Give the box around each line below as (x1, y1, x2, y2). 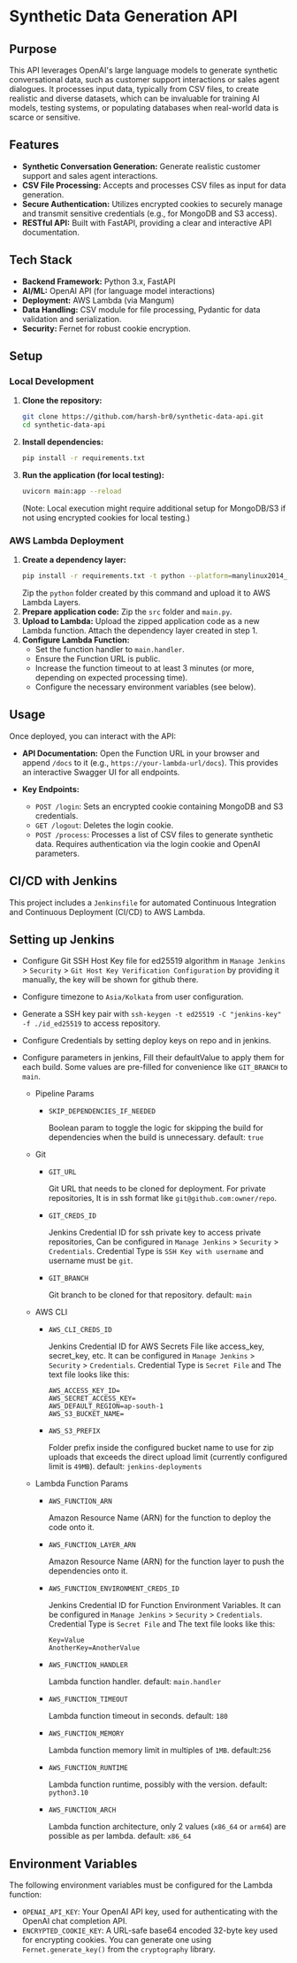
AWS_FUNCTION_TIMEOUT (48, 1695, 128, 1705)
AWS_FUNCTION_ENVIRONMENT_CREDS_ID (48, 1584, 179, 1594)
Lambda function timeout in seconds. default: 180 (48, 1711, 228, 1721)
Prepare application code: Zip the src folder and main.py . (21, 606, 232, 617)
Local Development (9, 374, 95, 387)
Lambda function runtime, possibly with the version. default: (48, 1779, 268, 1790)
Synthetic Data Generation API (9, 6, 238, 27)
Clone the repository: (21, 396, 103, 406)
